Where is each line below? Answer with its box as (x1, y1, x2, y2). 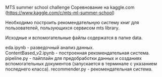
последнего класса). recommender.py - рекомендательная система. (5, 66, 153, 72)
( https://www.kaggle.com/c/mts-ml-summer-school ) (5, 10, 115, 16)
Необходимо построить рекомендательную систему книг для (5, 20, 139, 25)
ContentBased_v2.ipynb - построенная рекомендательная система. (5, 50, 150, 56)
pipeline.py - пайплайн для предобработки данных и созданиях (5, 55, 142, 61)
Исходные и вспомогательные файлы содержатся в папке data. (5, 35, 143, 41)
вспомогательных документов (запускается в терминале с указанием (5, 61, 157, 66)
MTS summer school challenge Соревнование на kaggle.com (5, 5, 135, 10)
